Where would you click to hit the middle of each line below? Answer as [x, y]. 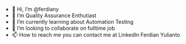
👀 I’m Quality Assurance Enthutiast [54, 15]
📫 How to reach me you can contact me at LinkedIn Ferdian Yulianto [96, 35]
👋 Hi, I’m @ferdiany [35, 9]
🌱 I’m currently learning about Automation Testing [72, 22]
